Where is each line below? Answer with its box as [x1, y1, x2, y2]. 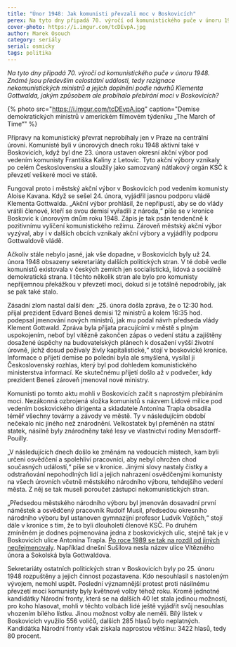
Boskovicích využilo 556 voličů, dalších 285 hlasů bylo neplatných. [7, 616, 200, 625]
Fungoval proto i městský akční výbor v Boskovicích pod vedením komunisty [7, 184, 229, 192]
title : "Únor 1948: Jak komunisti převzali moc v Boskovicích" [7, 10, 197, 18]
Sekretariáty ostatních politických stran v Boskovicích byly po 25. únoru [7, 564, 215, 573]
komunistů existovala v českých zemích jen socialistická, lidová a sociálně [7, 265, 221, 273]
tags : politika [7, 50, 52, 57]
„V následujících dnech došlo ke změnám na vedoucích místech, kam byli [7, 447, 219, 456]
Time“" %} [7, 119, 38, 128]
